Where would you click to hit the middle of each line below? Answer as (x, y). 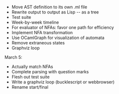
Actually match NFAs (32, 67)
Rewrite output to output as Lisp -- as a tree (55, 12)
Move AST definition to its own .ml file (49, 7)
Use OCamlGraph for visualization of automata (58, 38)
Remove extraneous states (38, 43)
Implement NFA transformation (42, 33)
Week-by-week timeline (35, 22)
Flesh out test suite (30, 77)
